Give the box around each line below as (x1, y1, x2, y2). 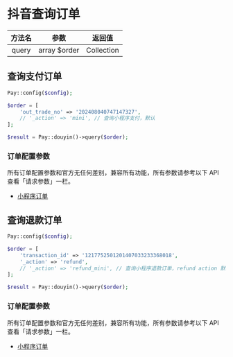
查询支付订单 (7, 71, 62, 82)
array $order (38, 45, 80, 55)
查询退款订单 (7, 214, 62, 226)
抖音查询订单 (7, 6, 81, 22)
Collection (86, 45, 119, 55)
